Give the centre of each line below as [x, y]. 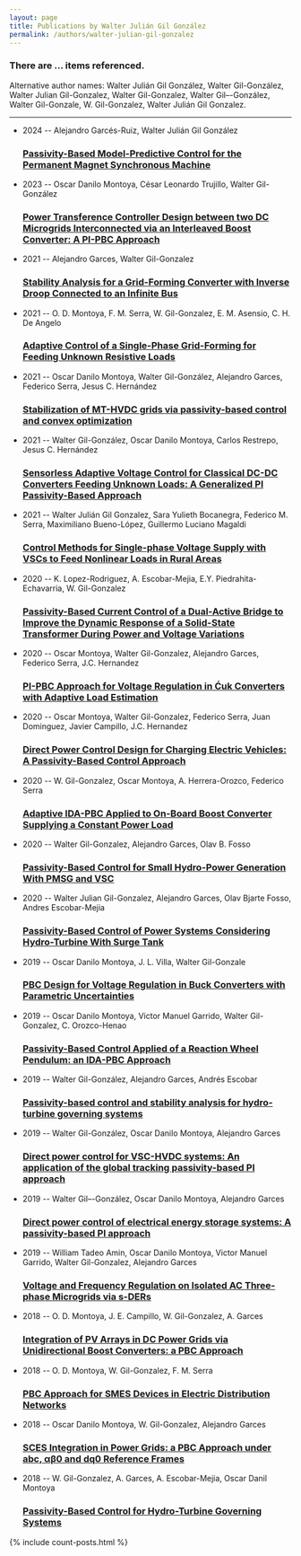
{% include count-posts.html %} [69, 1542]
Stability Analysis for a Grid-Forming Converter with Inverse [156, 282]
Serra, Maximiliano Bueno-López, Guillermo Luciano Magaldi [134, 524]
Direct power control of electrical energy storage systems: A [157, 1222]
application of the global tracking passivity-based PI [138, 1168]
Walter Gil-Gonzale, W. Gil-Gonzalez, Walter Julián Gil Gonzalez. [128, 104]
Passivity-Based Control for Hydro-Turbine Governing [142, 1511]
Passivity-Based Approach [82, 496]
